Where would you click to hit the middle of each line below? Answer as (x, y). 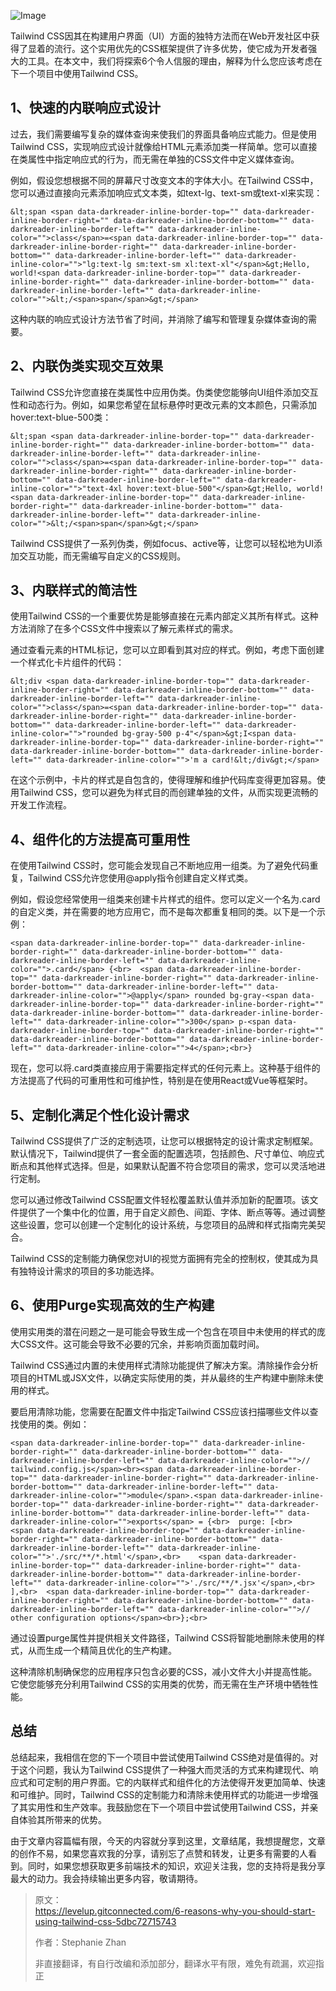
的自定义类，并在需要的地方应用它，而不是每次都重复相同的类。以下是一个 (163, 912)
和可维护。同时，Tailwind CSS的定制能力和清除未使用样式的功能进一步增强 (164, 1794)
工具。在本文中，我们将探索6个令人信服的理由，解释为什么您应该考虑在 (175, 61)
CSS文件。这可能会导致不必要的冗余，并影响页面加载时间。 (141, 1344)
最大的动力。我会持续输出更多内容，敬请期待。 (106, 1878)
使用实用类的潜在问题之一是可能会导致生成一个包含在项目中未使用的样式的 (163, 1331)
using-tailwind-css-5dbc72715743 (105, 1921)
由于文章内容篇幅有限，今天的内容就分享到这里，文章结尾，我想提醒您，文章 (168, 1841)
